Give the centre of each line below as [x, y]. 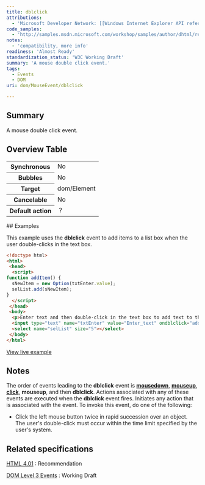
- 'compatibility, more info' [50, 46]
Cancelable [31, 200]
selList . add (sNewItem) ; [42, 289]
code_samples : [24, 29]
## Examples [23, 225]
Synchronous [30, 166]
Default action [31, 211]
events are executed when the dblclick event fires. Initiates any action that [100, 398]
